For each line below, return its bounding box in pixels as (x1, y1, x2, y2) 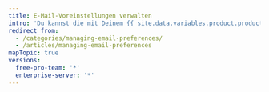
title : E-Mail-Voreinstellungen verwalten (8, 11, 152, 20)
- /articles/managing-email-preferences (15, 42, 152, 50)
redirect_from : (8, 26, 59, 34)
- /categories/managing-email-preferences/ (15, 34, 163, 42)
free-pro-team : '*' (15, 64, 81, 72)
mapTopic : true (8, 49, 59, 57)
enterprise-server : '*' (15, 71, 94, 79)
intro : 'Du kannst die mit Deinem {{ (8, 19, 134, 27)
